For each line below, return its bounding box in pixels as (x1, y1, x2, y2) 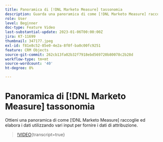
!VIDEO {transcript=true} (16, 131, 65, 137)
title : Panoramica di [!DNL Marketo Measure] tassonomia (5, 7, 123, 12)
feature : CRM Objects (5, 47, 49, 52)
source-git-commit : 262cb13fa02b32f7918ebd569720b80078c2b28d (5, 52, 133, 57)
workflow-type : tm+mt (5, 57, 49, 62)
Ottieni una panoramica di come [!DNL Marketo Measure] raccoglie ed (5, 117, 146, 123)
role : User (5, 16, 27, 21)
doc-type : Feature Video (5, 25, 55, 30)
